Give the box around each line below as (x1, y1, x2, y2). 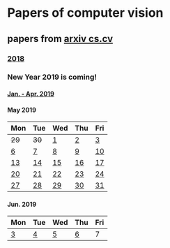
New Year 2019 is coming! (7, 72, 98, 82)
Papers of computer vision (7, 5, 164, 21)
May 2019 (7, 105, 37, 114)
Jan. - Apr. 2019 (7, 89, 54, 99)
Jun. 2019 (7, 200, 37, 208)
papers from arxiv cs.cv (7, 33, 114, 45)
